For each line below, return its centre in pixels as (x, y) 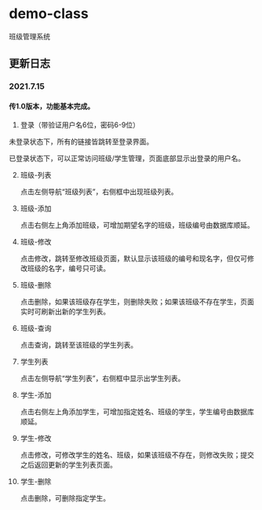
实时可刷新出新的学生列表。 (65, 312)
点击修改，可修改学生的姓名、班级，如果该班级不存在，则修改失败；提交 (137, 455)
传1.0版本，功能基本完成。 (52, 106)
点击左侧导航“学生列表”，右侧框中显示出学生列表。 (102, 379)
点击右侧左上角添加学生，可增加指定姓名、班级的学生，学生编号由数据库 (137, 412)
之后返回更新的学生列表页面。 (68, 465)
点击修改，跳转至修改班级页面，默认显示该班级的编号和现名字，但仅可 (134, 259)
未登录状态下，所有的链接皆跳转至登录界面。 (81, 141)
